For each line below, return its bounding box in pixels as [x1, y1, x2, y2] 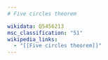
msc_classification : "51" [7, 29, 83, 36]
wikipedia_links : [7, 36, 58, 43]
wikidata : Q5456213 [7, 22, 65, 30]
